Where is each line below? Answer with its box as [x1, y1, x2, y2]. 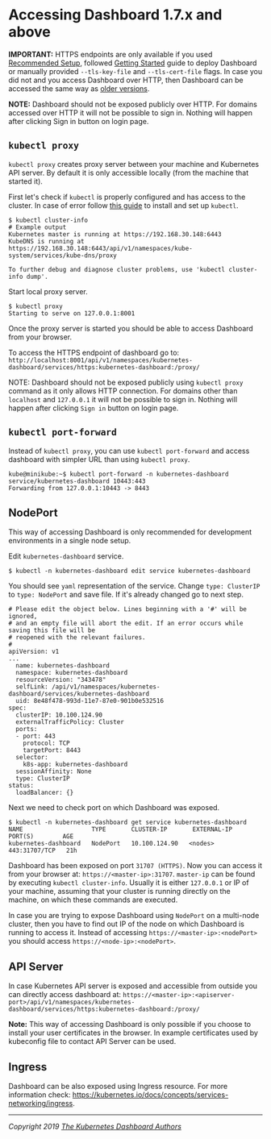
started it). [8, 176, 43, 186]
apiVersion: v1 [8, 647, 60, 656]
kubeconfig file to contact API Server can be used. [8, 1037, 177, 1046]
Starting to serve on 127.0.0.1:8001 [8, 309, 135, 318]
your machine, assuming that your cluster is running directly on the [8, 887, 231, 896]
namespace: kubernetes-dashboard [15, 669, 128, 677]
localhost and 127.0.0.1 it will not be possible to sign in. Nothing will [8, 394, 238, 404]
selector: [15, 754, 48, 762]
